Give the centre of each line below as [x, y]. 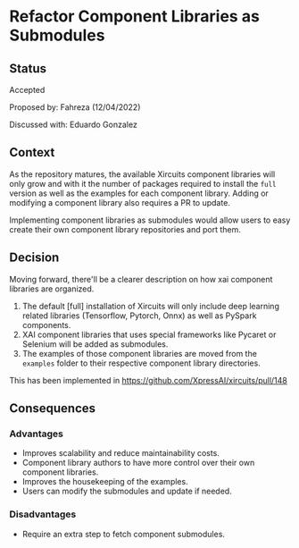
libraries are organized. [52, 289]
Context [32, 152]
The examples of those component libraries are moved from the [139, 353]
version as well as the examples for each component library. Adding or [139, 193]
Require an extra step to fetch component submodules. [124, 534]
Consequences [53, 409]
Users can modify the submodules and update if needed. [127, 491]
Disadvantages [43, 514]
